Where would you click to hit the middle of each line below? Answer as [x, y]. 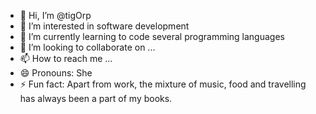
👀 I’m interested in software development [104, 26]
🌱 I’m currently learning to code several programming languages [152, 36]
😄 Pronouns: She [56, 73]
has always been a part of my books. [96, 98]
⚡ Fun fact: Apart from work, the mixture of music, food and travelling [163, 84]
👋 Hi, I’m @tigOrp [55, 15]
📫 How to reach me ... [66, 58]
